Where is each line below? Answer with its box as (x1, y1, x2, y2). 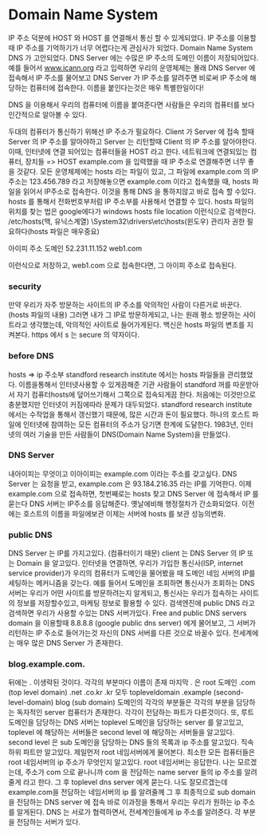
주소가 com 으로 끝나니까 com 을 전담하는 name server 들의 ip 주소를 (25, 768, 243, 777)
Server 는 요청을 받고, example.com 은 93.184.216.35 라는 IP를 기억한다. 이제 (8, 479, 253, 488)
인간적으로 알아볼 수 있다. (8, 109, 88, 119)
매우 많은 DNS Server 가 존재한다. (16, 638, 124, 648)
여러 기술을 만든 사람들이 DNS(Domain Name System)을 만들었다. (22, 429, 231, 439)
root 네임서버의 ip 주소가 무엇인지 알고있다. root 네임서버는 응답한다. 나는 (8, 757, 237, 767)
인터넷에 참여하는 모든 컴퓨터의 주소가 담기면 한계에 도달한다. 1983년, (22, 419, 239, 429)
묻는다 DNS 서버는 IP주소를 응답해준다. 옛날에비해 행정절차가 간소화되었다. (8, 499, 241, 508)
